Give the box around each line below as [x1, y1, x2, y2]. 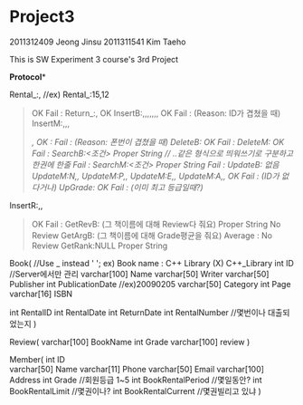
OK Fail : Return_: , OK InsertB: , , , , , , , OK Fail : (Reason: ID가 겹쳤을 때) [31, 107, 281, 119]
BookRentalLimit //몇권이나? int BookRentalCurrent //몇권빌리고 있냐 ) [9, 385, 262, 396]
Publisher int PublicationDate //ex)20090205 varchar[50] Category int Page [9, 278, 291, 289]
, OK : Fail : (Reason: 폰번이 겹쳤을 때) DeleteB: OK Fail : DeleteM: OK [31, 136, 285, 147]
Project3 [9, 6, 75, 27]
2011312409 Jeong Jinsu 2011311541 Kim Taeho [9, 36, 186, 47]
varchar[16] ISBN [9, 288, 73, 299]
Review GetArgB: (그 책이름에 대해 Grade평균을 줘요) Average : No [31, 229, 273, 241]
